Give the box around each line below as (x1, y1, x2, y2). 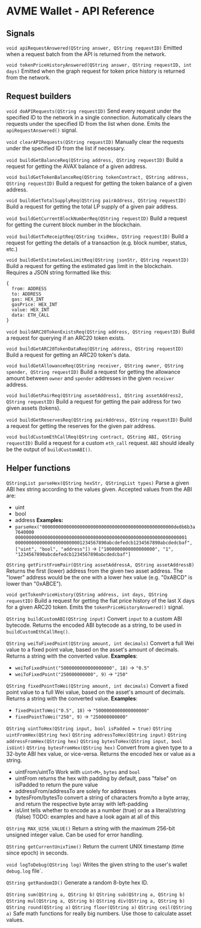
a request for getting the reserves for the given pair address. (6, 422, 156, 429)
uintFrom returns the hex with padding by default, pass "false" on (14, 774, 177, 782)
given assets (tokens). (6, 404, 61, 411)
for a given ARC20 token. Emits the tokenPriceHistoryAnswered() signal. (6, 603, 184, 611)
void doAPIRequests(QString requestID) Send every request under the (6, 107, 181, 114)
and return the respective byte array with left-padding (14, 800, 148, 808)
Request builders (6, 92, 72, 102)
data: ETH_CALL (11, 312, 50, 318)
